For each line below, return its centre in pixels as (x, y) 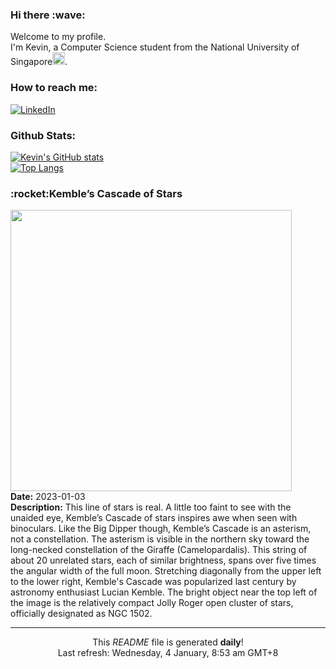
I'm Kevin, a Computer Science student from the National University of (155, 47)
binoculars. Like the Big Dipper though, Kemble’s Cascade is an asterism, (161, 529)
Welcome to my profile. (58, 37)
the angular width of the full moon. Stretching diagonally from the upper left (166, 571)
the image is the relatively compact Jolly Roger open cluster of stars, (152, 603)
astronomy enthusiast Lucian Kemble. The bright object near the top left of (164, 592)
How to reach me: (54, 88)
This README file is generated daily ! (168, 642)
